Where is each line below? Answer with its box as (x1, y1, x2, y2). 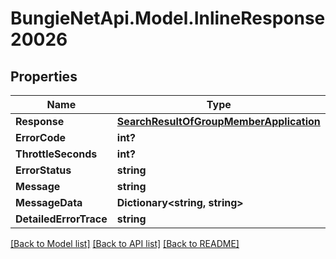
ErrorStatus (15, 163, 72, 177)
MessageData (15, 196, 83, 209)
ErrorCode (15, 131, 67, 144)
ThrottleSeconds (15, 147, 98, 161)
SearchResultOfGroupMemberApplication (116, 115, 321, 128)
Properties (10, 68, 78, 85)
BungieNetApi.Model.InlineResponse (10, 7, 326, 30)
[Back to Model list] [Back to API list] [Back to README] (10, 238, 240, 249)
